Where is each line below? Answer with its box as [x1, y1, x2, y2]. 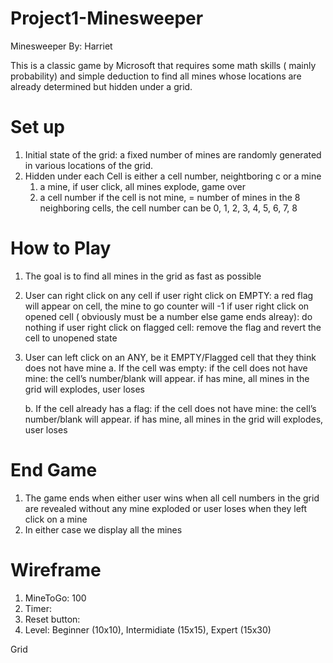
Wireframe [10, 558, 102, 581]
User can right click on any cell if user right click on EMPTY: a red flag [24, 289, 314, 301]
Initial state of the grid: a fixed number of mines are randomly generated [24, 148, 322, 161]
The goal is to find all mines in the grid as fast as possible [24, 270, 262, 282]
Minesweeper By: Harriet [10, 40, 113, 52]
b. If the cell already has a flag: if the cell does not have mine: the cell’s [24, 402, 317, 414]
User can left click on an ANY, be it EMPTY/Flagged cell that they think [24, 351, 317, 363]
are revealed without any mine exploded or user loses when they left [24, 502, 308, 514]
